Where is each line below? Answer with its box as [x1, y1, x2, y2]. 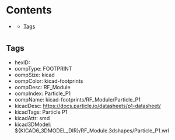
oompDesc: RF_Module [14, 83, 71, 90]
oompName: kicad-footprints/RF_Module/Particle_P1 [14, 96, 141, 103]
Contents [6, 3, 52, 17]
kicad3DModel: [14, 121, 51, 128]
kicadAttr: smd [14, 114, 50, 121]
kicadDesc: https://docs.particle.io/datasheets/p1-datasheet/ [14, 102, 162, 109]
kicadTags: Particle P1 [14, 108, 68, 116]
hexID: [14, 59, 30, 66]
